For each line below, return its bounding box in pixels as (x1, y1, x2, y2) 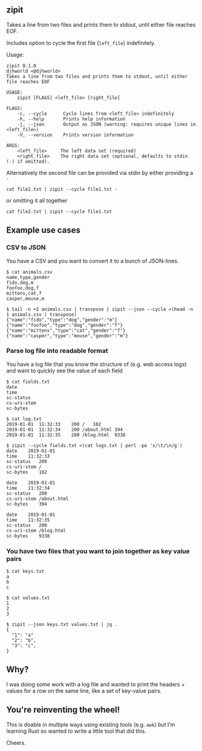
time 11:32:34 (6, 485, 50, 491)
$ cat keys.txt (6, 568, 45, 575)
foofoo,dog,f (6, 285, 39, 291)
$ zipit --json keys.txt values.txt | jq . (6, 622, 118, 628)
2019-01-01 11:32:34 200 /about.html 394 (6, 427, 123, 433)
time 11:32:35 (6, 516, 50, 523)
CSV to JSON (6, 243, 46, 252)
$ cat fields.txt (6, 379, 50, 385)
